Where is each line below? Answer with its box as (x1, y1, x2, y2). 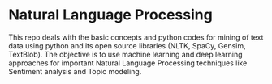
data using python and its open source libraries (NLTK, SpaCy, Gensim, (8, 40, 246, 50)
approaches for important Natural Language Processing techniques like (8, 58, 248, 68)
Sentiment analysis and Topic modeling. (8, 66, 142, 76)
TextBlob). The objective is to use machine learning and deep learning (8, 49, 243, 59)
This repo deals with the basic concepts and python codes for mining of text (8, 32, 264, 42)
